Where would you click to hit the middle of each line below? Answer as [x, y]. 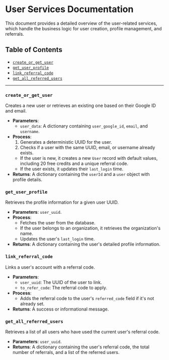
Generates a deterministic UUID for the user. [66, 142]
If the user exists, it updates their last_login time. [72, 169]
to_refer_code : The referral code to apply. [63, 287]
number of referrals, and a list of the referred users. [66, 352]
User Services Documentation [69, 9]
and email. [16, 111]
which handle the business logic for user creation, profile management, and [83, 28]
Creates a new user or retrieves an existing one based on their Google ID [80, 106]
